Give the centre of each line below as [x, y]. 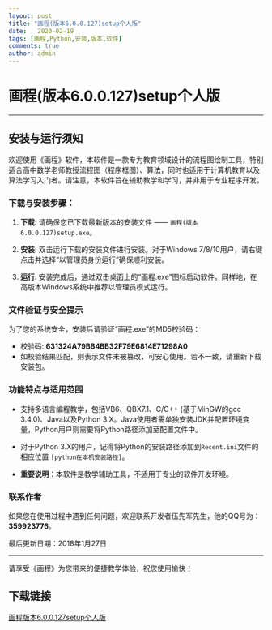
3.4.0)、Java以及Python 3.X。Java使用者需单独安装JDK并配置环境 [131, 419]
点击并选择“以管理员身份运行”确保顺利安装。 [94, 259]
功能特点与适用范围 [46, 390]
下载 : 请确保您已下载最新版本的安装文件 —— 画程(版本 [109, 222]
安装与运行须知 [46, 139]
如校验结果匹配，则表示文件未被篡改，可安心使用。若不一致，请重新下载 [140, 357]
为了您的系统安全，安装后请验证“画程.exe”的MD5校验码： [104, 329]
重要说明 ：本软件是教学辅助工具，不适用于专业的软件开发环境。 [126, 474]
